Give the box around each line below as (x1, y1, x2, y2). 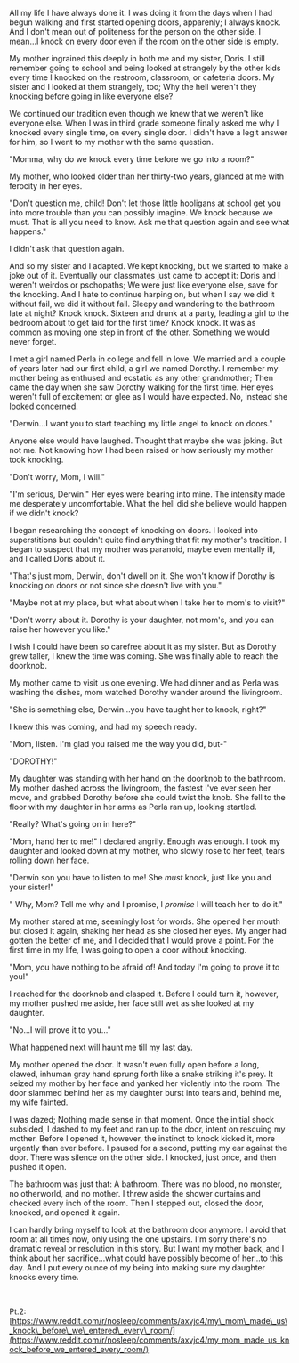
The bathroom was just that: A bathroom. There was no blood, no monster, (9, 1179, 283, 1189)
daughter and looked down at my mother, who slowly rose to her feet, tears (9, 846, 285, 856)
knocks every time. (9, 1272, 79, 1282)
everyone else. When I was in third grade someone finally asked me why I (9, 118, 279, 128)
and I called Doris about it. (9, 554, 106, 564)
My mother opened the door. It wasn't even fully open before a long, (9, 1059, 260, 1069)
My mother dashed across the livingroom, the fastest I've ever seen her (9, 783, 271, 793)
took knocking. (9, 454, 64, 465)
